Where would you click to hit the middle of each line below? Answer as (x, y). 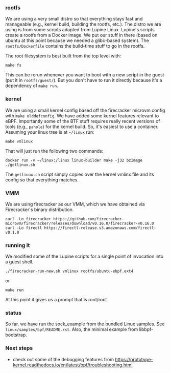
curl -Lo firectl (24, 228)
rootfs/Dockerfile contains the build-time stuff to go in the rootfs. (75, 46)
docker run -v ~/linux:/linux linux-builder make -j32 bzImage (74, 160)
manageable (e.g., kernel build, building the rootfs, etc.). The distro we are (83, 24)
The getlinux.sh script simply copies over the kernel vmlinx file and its (80, 174)
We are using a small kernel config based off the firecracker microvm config (85, 110)
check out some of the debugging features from (63, 359)
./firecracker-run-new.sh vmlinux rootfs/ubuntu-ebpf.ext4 (69, 271)
